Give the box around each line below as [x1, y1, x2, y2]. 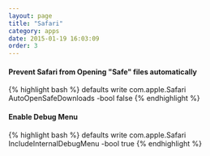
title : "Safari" [8, 19, 63, 27]
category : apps [8, 27, 60, 35]
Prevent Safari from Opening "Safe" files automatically [8, 66, 197, 77]
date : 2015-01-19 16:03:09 [8, 34, 100, 43]
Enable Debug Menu [8, 112, 79, 121]
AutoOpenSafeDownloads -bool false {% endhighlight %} [8, 94, 200, 103]
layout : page [8, 11, 53, 20]
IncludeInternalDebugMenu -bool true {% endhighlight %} [8, 138, 203, 148]
